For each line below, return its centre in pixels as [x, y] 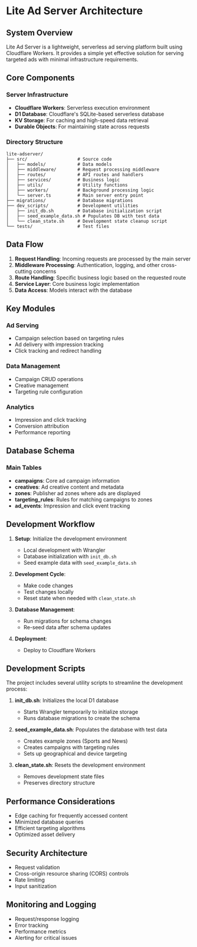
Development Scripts [46, 668]
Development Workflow [51, 524]
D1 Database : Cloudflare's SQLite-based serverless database [89, 114]
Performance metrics [40, 931]
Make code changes [48, 585]
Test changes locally [48, 591]
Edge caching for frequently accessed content [71, 816]
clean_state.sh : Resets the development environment [80, 765]
